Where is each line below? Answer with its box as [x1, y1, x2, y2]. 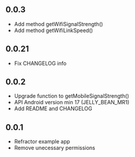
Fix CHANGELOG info [14, 59, 67, 67]
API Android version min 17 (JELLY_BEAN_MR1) [14, 99, 130, 106]
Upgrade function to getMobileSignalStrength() [14, 92, 130, 100]
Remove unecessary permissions [14, 145, 95, 152]
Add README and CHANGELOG [14, 105, 92, 112]
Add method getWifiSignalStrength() [14, 20, 103, 27]
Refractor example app [14, 138, 70, 145]
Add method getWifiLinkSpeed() [14, 27, 93, 34]
